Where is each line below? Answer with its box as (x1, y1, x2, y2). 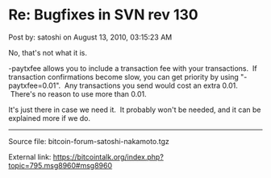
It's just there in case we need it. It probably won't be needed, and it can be (8, 105, 261, 114)
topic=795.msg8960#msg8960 (8, 160, 113, 170)
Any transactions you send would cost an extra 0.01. (64, 81, 238, 90)
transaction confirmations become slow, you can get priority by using (8, 72, 240, 81)
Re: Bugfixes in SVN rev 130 (8, 6, 199, 24)
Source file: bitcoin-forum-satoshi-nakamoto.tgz (8, 136, 169, 146)
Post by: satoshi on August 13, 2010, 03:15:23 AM (8, 32, 173, 42)
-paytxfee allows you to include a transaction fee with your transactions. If (8, 63, 257, 73)
